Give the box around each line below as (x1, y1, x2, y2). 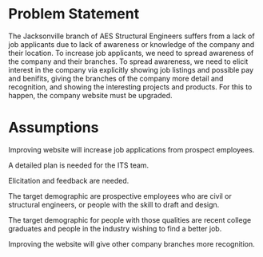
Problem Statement (8, 5, 140, 23)
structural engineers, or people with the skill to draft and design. (8, 200, 220, 209)
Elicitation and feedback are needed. (8, 176, 130, 185)
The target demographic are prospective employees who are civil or (8, 191, 232, 200)
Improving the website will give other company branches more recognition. (8, 239, 256, 248)
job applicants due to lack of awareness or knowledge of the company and (8, 39, 255, 49)
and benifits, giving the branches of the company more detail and (8, 73, 224, 83)
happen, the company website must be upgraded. (8, 90, 173, 100)
